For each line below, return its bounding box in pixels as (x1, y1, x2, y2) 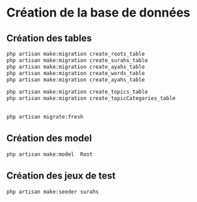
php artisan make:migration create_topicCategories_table (6, 95, 176, 102)
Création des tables (6, 32, 92, 44)
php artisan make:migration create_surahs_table (6, 57, 148, 63)
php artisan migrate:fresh (6, 114, 84, 121)
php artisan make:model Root (6, 150, 93, 158)
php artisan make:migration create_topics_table (6, 88, 148, 96)
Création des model (6, 132, 92, 144)
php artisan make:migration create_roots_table (6, 50, 146, 57)
